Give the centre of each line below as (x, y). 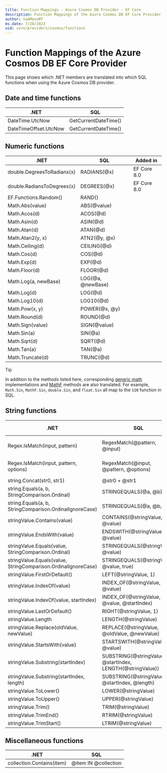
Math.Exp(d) (22, 262)
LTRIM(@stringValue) (127, 723)
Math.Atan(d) (23, 229)
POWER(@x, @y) (100, 309)
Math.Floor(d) (24, 270)
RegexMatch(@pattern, (129, 442)
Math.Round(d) (25, 317)
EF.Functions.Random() (35, 197)
